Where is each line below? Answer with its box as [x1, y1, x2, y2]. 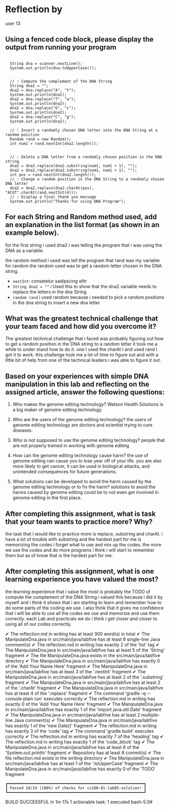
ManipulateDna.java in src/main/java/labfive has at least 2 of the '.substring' [5, 674, 164, 680]
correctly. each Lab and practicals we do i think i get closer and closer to [5, 615, 157, 621]
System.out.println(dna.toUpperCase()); [10, 65, 96, 71]
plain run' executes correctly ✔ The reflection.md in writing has [22, 695, 156, 702]
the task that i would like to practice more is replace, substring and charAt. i [5, 531, 163, 537]
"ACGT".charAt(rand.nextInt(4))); [5, 190, 79, 195]
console [5, 695, 22, 702]
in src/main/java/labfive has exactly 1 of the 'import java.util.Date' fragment [5, 706, 162, 712]
